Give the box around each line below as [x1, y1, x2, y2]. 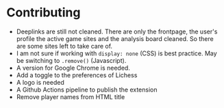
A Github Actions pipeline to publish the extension [16, 85, 158, 94]
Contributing [6, 5, 81, 21]
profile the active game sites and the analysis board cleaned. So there [16, 34, 214, 42]
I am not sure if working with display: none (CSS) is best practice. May [16, 49, 217, 57]
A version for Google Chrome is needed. [16, 64, 131, 72]
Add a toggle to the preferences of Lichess [16, 70, 138, 79]
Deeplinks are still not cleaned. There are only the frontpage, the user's [16, 27, 218, 36]
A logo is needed [16, 78, 64, 86]
